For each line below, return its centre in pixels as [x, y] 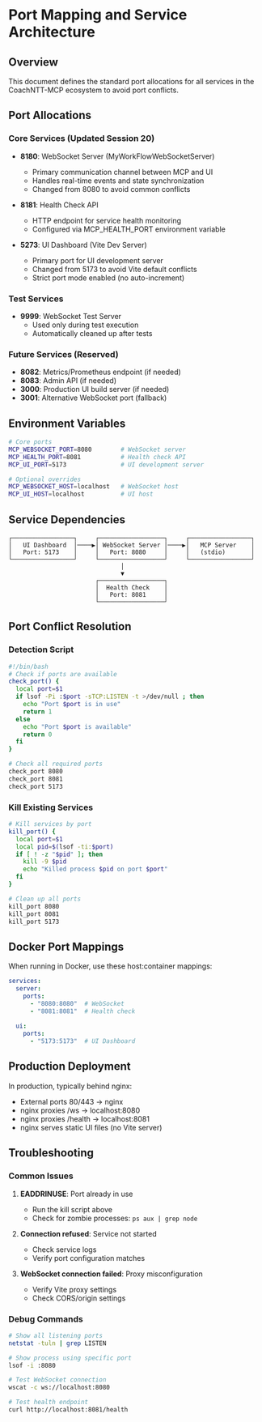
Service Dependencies [67, 519]
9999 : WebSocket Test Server [71, 316]
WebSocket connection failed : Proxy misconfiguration [112, 1274]
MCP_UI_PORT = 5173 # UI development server [106, 464]
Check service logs [64, 1250]
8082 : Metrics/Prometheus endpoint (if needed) [101, 372]
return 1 [38, 711]
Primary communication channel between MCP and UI [123, 172]
